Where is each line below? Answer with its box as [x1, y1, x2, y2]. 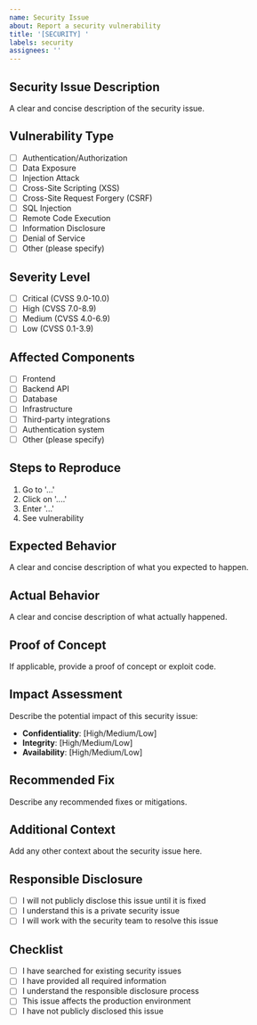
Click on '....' [21, 493, 68, 504]
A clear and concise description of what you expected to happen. [9, 562, 249, 573]
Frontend [21, 374, 56, 384]
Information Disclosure [21, 223, 106, 234]
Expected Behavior [9, 538, 117, 553]
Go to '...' [21, 484, 55, 495]
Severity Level [9, 269, 91, 285]
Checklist [9, 942, 64, 957]
